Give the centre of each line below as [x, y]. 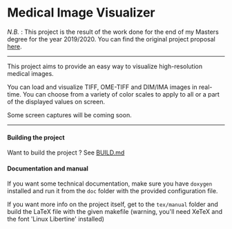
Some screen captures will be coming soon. [70, 114]
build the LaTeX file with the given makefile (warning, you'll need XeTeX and [115, 212]
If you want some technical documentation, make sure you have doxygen [110, 183]
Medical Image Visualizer [81, 13]
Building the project [36, 137]
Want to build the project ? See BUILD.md [66, 152]
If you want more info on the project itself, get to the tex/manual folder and [113, 204]
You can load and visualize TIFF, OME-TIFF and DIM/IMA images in [103, 87]
